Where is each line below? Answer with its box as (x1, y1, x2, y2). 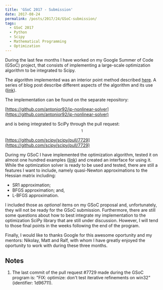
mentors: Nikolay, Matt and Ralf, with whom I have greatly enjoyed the (5, 237, 145, 243)
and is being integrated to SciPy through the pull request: (5, 121, 120, 127)
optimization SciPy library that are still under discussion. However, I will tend (5, 217, 159, 223)
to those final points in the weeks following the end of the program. (5, 223, 140, 228)
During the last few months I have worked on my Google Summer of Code (5, 57, 154, 63)
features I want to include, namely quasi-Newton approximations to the (5, 167, 148, 173)
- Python (9, 30, 27, 35)
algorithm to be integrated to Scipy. (5, 67, 76, 73)
